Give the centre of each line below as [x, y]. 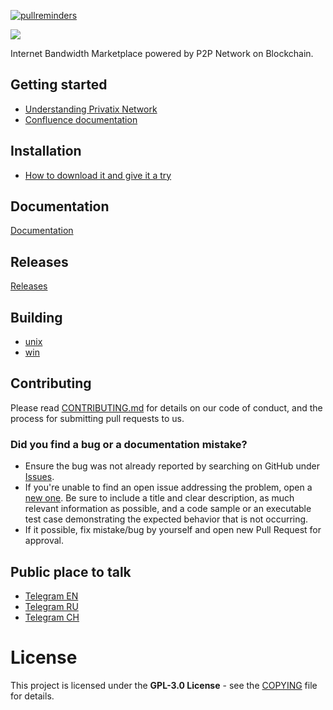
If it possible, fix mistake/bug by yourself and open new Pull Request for [173, 530]
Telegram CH [52, 617]
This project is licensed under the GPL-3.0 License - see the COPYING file [164, 685]
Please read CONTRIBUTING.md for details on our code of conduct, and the [166, 407]
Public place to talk [71, 571]
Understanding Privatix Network [91, 109]
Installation [46, 151]
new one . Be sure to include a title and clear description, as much [159, 498]
